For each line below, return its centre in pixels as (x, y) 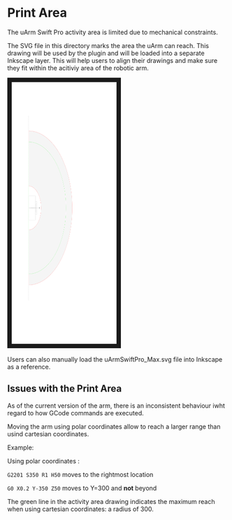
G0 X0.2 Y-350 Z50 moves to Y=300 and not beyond (82, 488)
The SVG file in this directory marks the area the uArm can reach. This (108, 45)
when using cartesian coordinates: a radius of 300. (80, 509)
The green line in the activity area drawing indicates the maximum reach (111, 501)
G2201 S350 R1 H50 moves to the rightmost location (80, 474)
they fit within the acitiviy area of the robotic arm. (78, 68)
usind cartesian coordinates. (48, 433)
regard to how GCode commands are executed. (76, 413)
